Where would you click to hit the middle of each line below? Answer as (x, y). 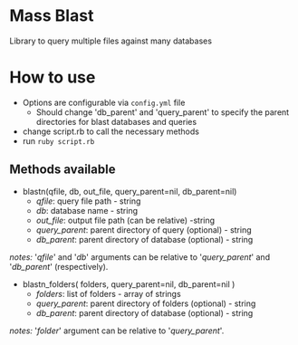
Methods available (62, 170)
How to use (53, 77)
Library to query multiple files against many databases (111, 41)
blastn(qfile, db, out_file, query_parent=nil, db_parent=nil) (130, 191)
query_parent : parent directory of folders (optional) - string (146, 303)
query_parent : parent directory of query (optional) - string (144, 230)
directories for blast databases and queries (116, 121)
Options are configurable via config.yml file (104, 102)
